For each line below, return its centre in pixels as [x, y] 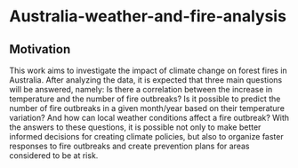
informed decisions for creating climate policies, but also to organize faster [146, 136]
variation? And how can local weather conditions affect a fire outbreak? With [149, 118]
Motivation [40, 49]
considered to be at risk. [54, 156]
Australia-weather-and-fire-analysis [148, 16]
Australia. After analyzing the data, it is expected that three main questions [146, 80]
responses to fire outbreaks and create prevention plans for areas [129, 146]
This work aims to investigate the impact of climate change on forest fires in [148, 70]
